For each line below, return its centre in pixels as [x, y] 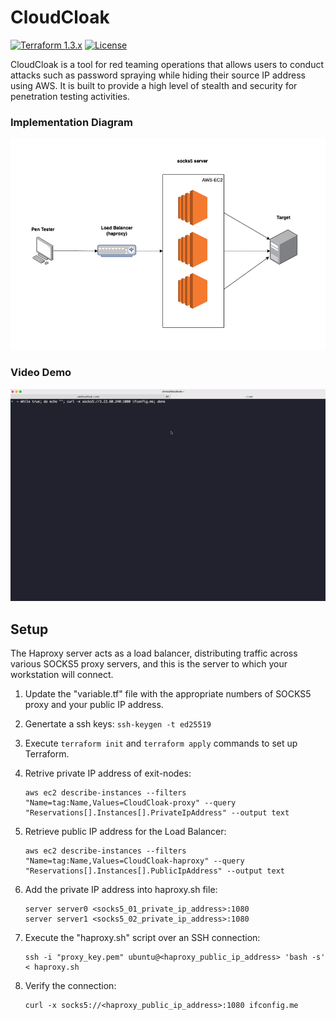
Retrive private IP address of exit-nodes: [108, 773]
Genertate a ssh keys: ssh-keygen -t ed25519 [118, 723]
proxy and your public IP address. [94, 704]
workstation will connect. [62, 674]
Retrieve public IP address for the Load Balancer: [125, 831]
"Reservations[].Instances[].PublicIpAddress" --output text [155, 871]
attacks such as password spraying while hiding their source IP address [158, 75]
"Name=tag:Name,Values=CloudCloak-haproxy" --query [134, 861]
